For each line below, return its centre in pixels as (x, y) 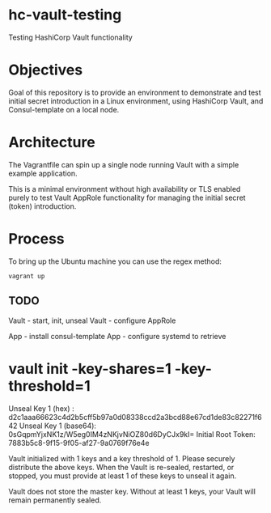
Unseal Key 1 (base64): (58, 426)
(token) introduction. (42, 206)
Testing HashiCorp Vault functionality (71, 37)
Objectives (46, 70)
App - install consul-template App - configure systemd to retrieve (117, 336)
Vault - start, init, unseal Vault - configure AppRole (92, 320)
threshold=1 (49, 386)
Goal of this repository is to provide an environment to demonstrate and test (135, 92)
